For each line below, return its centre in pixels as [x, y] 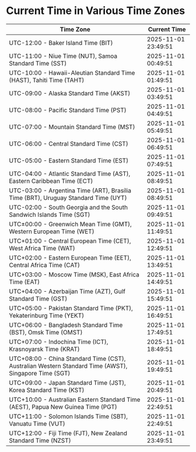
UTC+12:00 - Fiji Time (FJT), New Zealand [68, 433]
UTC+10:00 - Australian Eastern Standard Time [75, 399]
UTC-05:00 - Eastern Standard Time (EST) [69, 160]
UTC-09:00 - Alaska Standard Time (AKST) [70, 93]
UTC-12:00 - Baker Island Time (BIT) [61, 43]
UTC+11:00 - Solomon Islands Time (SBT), [69, 416]
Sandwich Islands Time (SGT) [50, 215]
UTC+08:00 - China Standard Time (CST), [67, 358]
